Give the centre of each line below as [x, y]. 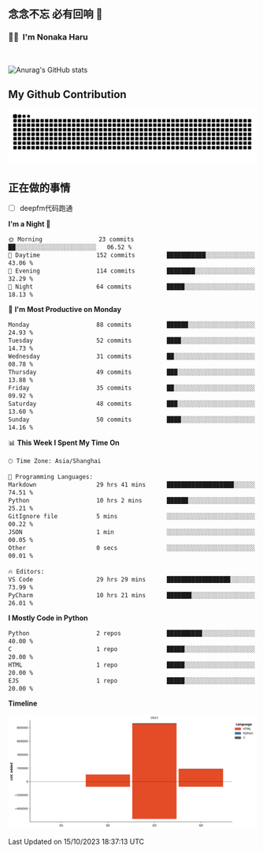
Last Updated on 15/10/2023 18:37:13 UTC [76, 841]
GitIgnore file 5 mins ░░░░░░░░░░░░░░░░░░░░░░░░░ [132, 517]
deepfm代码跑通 [46, 209]
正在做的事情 [39, 188]
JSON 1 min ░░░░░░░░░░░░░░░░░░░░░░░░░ [132, 532]
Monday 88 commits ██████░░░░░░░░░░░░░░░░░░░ [132, 325]
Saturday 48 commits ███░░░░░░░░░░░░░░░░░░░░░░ [132, 404]
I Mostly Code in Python [48, 618]
